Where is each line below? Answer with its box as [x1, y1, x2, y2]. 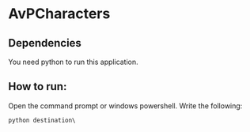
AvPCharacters [8, 5, 111, 23]
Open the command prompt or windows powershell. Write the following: [8, 100, 243, 111]
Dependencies [8, 36, 81, 50]
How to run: [8, 80, 67, 93]
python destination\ [8, 116, 77, 124]
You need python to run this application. [8, 57, 138, 66]
